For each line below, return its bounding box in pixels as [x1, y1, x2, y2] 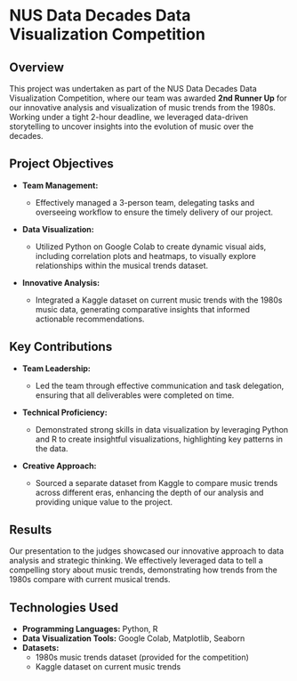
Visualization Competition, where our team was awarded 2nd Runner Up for [9, 93, 287, 103]
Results [9, 523, 52, 538]
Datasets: [21, 643, 60, 653]
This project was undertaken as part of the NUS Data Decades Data [9, 84, 258, 93]
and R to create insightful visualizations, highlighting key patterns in [35, 434, 283, 444]
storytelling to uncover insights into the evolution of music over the [9, 121, 254, 132]
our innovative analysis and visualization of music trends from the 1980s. [9, 102, 276, 112]
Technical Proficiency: [21, 407, 108, 418]
